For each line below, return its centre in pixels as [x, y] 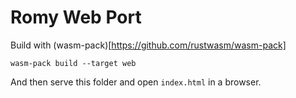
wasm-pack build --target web [73, 63]
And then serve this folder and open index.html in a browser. [136, 82]
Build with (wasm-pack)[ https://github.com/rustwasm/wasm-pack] [148, 45]
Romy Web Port [76, 17]
